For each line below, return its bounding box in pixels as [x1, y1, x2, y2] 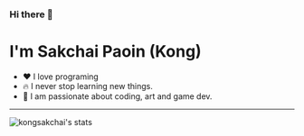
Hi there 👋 [9, 8, 54, 21]
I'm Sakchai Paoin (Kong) [9, 41, 202, 62]
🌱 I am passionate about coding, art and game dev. [22, 90, 213, 102]
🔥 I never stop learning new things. [22, 80, 154, 91]
